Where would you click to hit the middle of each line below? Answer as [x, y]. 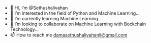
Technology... [24, 29]
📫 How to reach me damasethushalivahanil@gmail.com [69, 35]
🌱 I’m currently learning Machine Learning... [56, 18]
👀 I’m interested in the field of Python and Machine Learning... [75, 13]
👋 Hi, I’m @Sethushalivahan [39, 8]
